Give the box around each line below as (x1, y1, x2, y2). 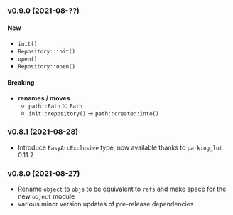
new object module (17, 192, 75, 201)
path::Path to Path (28, 102, 83, 110)
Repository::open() (17, 63, 76, 70)
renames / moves (17, 94, 70, 103)
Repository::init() (17, 48, 76, 56)
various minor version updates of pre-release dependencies (17, 199, 194, 208)
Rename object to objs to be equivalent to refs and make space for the (17, 184, 227, 193)
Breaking (7, 78, 35, 87)
